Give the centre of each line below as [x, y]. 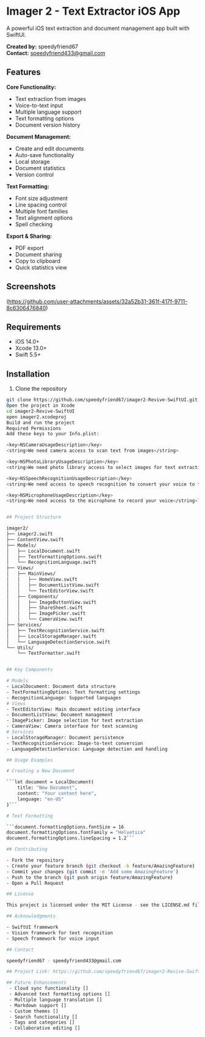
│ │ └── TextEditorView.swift [50, 591]
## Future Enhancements [37, 983]
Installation [28, 374]
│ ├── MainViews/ [31, 574]
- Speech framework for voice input [53, 939]
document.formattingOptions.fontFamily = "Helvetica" [76, 833]
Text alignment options [44, 218]
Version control [34, 174]
